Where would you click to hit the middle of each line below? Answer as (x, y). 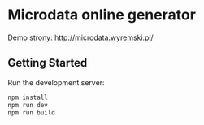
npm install (28, 97)
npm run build (32, 112)
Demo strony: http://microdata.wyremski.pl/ (80, 37)
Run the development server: (56, 82)
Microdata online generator (102, 15)
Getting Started (48, 63)
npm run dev (28, 105)
